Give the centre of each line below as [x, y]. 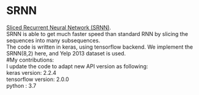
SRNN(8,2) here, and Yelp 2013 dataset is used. [66, 53]
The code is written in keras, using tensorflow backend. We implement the [100, 47]
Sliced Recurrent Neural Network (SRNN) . [59, 27]
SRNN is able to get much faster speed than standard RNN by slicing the [97, 33]
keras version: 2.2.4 [31, 72]
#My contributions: [30, 60]
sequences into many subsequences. [53, 40]
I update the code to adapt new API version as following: [77, 66]
